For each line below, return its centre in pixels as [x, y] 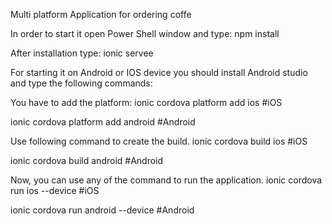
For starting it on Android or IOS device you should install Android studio [159, 72]
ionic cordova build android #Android [87, 160]
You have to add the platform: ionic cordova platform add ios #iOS [146, 102]
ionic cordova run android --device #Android [102, 210]
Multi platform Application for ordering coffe [101, 14]
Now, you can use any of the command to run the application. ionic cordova [166, 180]
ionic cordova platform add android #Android [103, 122]
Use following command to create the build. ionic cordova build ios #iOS [159, 141]
